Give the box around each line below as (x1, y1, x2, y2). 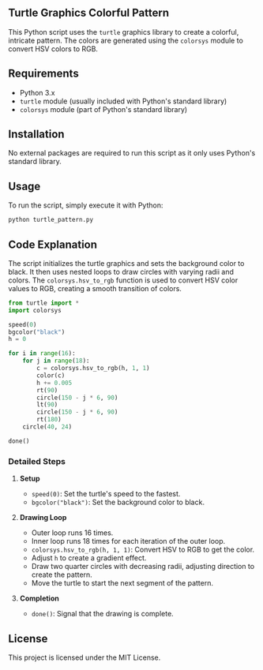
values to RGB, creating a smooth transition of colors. (8, 283, 182, 293)
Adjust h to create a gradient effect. (31, 553, 147, 563)
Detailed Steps (8, 455, 66, 466)
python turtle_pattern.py (8, 216, 93, 224)
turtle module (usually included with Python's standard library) (19, 96, 227, 106)
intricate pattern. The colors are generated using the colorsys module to (8, 36, 243, 45)
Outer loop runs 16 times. (31, 528, 114, 537)
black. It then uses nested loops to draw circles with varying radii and (8, 267, 235, 276)
